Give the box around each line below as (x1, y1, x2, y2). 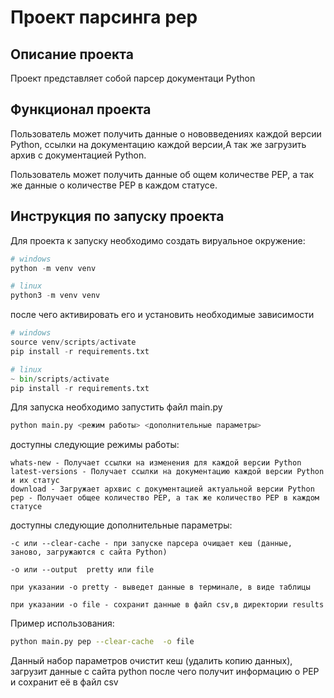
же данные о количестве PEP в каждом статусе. (10, 179, 218, 191)
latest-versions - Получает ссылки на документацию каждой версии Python (10, 467, 325, 477)
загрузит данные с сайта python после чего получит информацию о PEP (10, 666, 320, 678)
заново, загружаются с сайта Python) (10, 547, 168, 558)
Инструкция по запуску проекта (10, 208, 225, 225)
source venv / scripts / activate (10, 337, 137, 347)
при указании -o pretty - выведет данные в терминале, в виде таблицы (10, 582, 311, 593)
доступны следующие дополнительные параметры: (10, 519, 233, 531)
